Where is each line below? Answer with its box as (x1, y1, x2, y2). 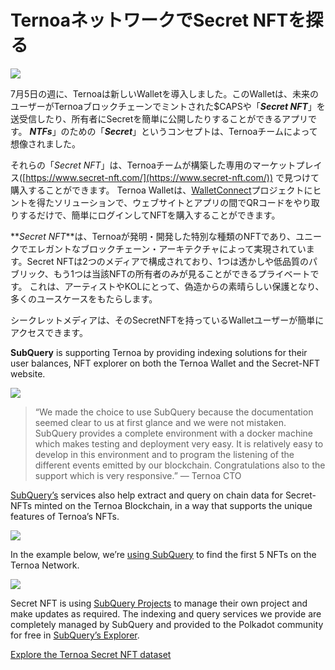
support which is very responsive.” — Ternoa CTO (34, 469, 242, 481)
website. (10, 367, 46, 380)
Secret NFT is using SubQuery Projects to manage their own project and (10, 597, 308, 609)
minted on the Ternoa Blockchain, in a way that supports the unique (34, 499, 313, 511)
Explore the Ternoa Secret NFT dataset (10, 648, 172, 660)
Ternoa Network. (10, 559, 80, 571)
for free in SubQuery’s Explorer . (10, 629, 140, 641)
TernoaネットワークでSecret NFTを (10, 9, 307, 32)
